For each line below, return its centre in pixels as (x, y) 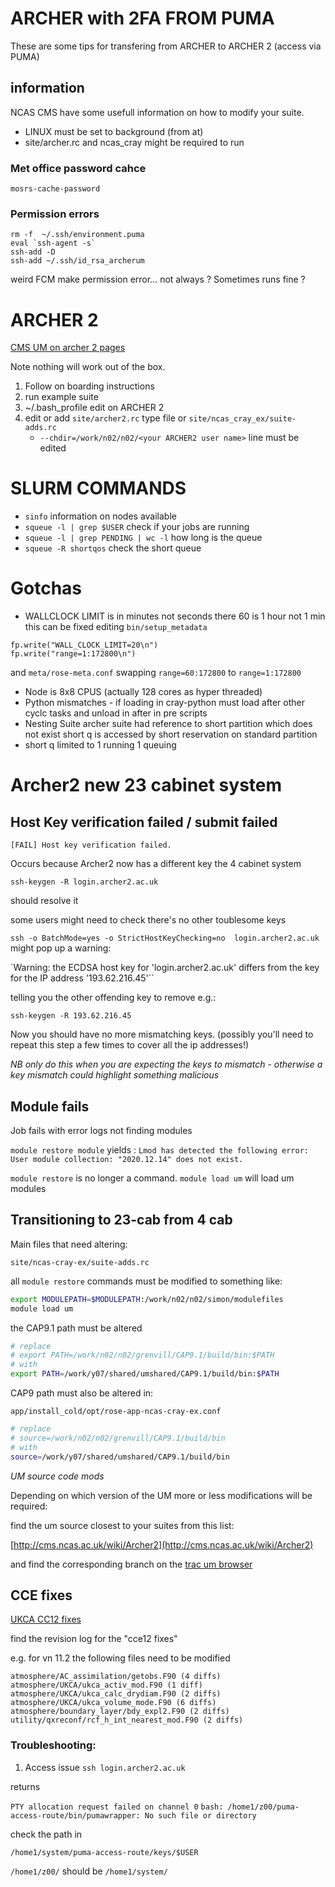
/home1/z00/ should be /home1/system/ (89, 1871)
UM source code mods (57, 1476)
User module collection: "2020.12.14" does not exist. (127, 1159)
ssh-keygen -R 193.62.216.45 (71, 1016)
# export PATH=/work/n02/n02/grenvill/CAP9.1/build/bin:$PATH (142, 1355)
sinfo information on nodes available (100, 516)
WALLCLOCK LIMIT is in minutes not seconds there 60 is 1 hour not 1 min (175, 616)
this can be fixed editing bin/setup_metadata (116, 627)
